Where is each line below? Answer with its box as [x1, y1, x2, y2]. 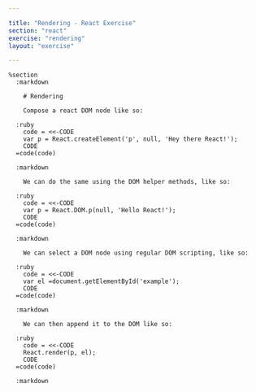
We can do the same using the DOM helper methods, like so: [23, 178, 231, 186]
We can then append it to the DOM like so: [23, 320, 173, 329]
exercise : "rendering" [8, 34, 85, 42]
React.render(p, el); [23, 349, 96, 357]
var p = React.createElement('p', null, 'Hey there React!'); [23, 135, 238, 143]
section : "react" [8, 26, 67, 35]
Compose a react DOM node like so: [23, 107, 144, 115]
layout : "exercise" [8, 41, 75, 50]
